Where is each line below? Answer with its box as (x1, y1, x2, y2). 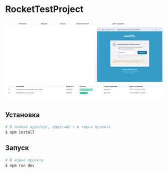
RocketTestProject (5, 4, 84, 15)
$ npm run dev (5, 163, 35, 168)
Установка (5, 110, 40, 119)
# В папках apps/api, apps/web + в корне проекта (5, 124, 111, 130)
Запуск (5, 144, 29, 152)
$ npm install (5, 130, 35, 135)
